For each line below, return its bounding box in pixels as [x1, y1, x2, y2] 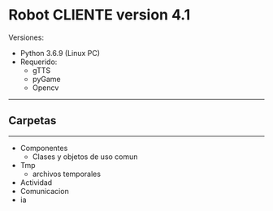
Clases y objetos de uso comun [32, 152, 138, 161]
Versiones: [8, 32, 45, 42]
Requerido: [19, 57, 58, 67]
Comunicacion [19, 186, 69, 196]
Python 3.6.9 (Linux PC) [19, 48, 100, 58]
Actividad [19, 177, 53, 187]
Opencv [32, 83, 59, 93]
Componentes [19, 143, 68, 153]
